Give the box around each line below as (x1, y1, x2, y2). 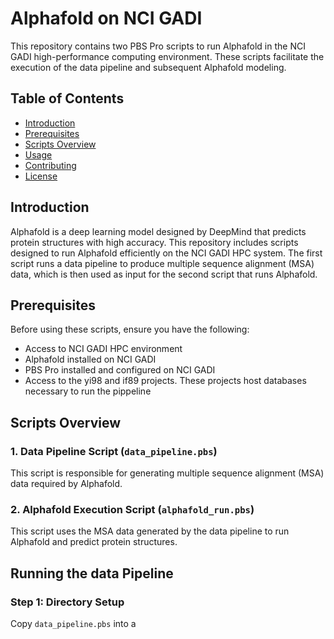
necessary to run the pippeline (24, 385, 152, 397)
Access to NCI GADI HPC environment (24, 343, 183, 355)
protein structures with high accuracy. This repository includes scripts (10, 236, 299, 248)
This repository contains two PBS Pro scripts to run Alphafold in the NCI (10, 40, 306, 52)
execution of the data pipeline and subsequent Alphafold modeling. (10, 61, 287, 73)
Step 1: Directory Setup (10, 595, 125, 609)
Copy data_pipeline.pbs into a (10, 618, 137, 630)
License (24, 170, 58, 182)
